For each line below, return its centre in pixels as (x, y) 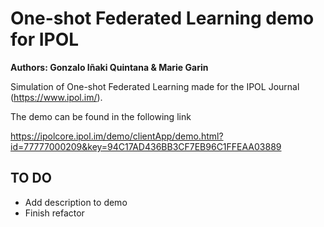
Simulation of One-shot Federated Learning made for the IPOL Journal (155, 86)
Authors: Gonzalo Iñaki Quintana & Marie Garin (109, 67)
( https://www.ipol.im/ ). (56, 97)
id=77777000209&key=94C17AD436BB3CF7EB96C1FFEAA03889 (146, 146)
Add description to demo (76, 202)
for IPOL (45, 39)
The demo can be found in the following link (101, 116)
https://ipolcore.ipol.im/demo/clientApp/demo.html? (117, 136)
